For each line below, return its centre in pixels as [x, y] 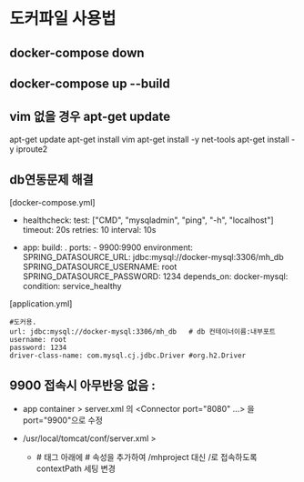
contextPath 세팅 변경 [76, 468]
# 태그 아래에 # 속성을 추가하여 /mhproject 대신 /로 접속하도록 [147, 457]
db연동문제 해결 [51, 180]
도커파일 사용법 [63, 19]
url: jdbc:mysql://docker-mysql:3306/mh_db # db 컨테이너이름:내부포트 [142, 331]
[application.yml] [41, 303]
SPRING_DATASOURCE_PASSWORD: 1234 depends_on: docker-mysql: [155, 276]
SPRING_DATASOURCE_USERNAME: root [100, 266]
